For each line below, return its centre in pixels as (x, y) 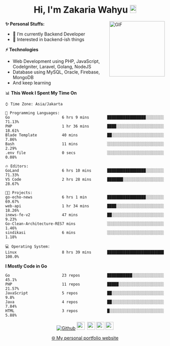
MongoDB (23, 77)
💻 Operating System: (28, 246)
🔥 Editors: (17, 166)
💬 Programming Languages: (32, 113)
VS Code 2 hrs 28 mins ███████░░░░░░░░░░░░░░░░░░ (85, 179)
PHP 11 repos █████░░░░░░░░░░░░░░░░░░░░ (85, 284)
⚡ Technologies (22, 49)
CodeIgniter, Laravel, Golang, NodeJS (52, 66)
